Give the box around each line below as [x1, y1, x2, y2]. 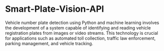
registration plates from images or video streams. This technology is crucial [5, 30, 159, 36]
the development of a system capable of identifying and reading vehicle [5, 25, 151, 30]
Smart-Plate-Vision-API [5, 3, 104, 15]
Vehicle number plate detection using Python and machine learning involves [5, 20, 159, 25]
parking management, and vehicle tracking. [5, 40, 94, 46]
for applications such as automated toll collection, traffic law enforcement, [5, 35, 156, 41]
